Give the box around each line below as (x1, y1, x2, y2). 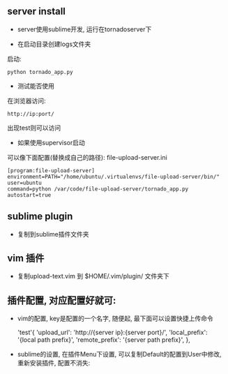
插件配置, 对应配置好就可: (7, 294, 116, 306)
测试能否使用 (17, 82, 54, 90)
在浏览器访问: (7, 96, 47, 105)
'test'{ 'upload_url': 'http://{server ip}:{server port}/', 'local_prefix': (17, 328, 208, 337)
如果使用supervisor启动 (17, 138, 86, 147)
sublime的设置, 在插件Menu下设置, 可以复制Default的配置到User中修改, (17, 350, 222, 359)
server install (7, 6, 66, 17)
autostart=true (7, 191, 52, 198)
